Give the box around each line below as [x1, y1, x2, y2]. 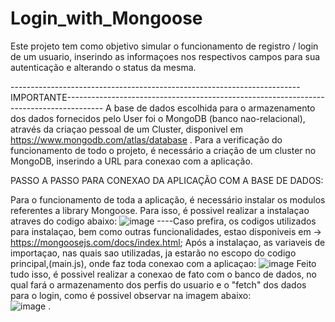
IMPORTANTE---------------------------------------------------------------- [10, 91, 325, 103]
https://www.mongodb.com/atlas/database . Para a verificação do [10, 133, 283, 146]
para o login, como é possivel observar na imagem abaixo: [10, 289, 252, 301]
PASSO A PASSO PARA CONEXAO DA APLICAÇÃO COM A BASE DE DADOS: [10, 174, 324, 186]
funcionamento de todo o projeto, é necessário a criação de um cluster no [10, 144, 317, 156]
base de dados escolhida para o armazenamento [113, 102, 316, 114]
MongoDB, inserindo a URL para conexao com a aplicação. [10, 155, 253, 167]
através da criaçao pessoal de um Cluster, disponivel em [10, 123, 243, 135]
